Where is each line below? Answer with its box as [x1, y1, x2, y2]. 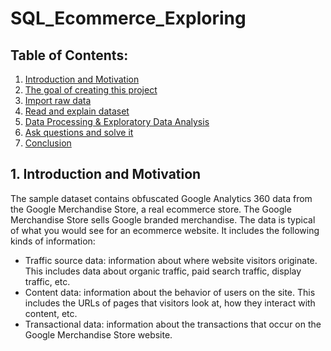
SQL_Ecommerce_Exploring [10, 7, 247, 30]
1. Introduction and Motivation [10, 166, 202, 183]
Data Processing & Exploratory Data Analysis [24, 116, 210, 127]
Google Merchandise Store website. [24, 328, 173, 341]
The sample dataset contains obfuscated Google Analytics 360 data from [10, 192, 313, 204]
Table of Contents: [10, 47, 129, 64]
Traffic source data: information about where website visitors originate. [24, 254, 318, 266]
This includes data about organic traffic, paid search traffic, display [24, 265, 302, 277]
